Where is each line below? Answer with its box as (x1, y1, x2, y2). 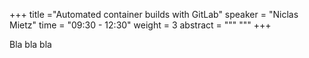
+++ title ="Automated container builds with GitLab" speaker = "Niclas (9, 9, 299, 20)
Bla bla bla (9, 39, 52, 50)
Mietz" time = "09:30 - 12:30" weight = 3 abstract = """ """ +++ (9, 19, 272, 31)
